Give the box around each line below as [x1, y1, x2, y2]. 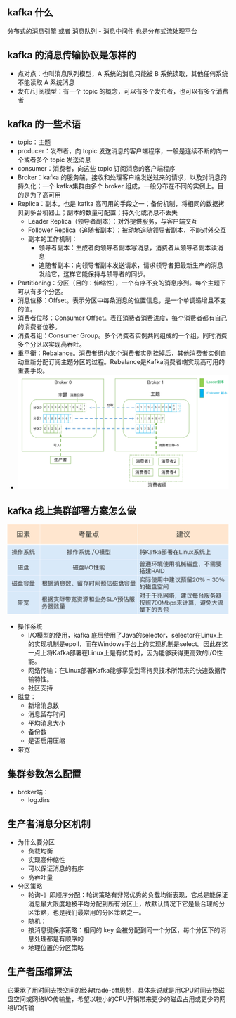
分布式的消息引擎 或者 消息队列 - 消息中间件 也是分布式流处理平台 [7, 27, 198, 35]
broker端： [17, 788, 49, 797]
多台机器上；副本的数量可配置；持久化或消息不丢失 [29, 208, 178, 217]
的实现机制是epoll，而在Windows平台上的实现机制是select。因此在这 [27, 640, 228, 648]
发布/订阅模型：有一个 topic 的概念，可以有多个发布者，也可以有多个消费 [17, 86, 229, 95]
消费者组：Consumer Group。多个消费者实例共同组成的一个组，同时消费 [17, 331, 228, 340]
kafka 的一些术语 [7, 118, 81, 130]
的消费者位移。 [17, 323, 61, 331]
